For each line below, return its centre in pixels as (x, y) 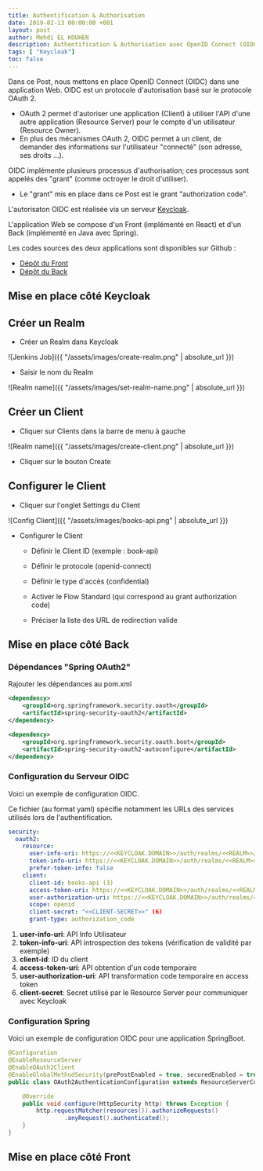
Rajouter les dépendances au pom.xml (70, 684)
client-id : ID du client (54, 960)
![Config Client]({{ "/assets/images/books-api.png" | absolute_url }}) (118, 520)
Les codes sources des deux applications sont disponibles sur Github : (122, 247)
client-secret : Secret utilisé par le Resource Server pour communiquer (133, 993)
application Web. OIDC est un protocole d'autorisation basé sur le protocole (130, 90)
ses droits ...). (41, 155)
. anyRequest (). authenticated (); (117, 1118)
